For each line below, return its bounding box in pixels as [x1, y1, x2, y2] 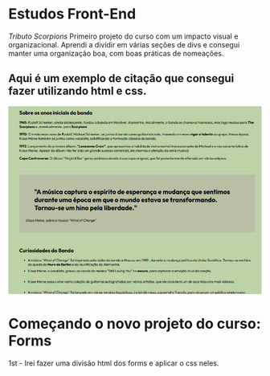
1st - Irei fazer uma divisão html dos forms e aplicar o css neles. [8, 358, 219, 368]
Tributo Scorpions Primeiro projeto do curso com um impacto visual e [8, 31, 239, 41]
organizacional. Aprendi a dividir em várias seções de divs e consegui [8, 39, 240, 49]
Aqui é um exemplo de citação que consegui [8, 72, 235, 85]
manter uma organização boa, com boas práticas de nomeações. [8, 48, 224, 58]
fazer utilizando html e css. [8, 84, 147, 98]
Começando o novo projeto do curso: [8, 315, 261, 333]
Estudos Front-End [8, 5, 137, 23]
